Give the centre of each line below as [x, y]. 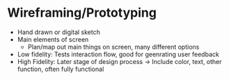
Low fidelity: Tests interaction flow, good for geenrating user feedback [118, 54]
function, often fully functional [61, 69]
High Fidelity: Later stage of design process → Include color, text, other [119, 61]
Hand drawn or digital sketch [59, 32]
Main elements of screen [53, 39]
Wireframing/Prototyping [82, 13]
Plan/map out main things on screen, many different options [113, 47]
